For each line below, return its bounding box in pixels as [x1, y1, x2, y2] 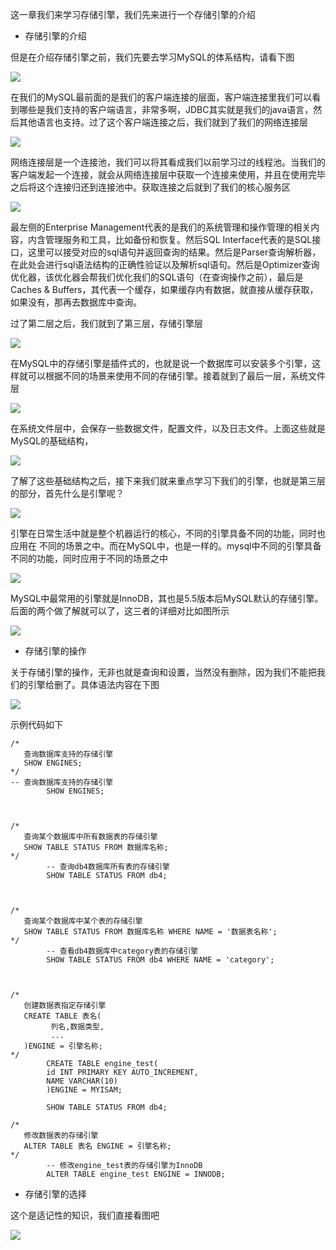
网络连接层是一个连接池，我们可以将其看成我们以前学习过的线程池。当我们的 [10, 156, 326, 168]
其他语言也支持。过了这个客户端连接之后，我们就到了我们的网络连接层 [18, 116, 308, 128]
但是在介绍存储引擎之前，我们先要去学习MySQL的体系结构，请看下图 [10, 51, 295, 63]
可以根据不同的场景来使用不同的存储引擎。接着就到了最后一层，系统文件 [27, 370, 326, 382]
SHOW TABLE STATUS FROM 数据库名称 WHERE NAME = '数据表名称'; [23, 927, 278, 937]
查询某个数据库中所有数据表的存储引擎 [23, 832, 158, 842]
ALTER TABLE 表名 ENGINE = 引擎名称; [23, 1141, 172, 1151]
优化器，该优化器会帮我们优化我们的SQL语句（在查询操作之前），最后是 [10, 271, 304, 283]
